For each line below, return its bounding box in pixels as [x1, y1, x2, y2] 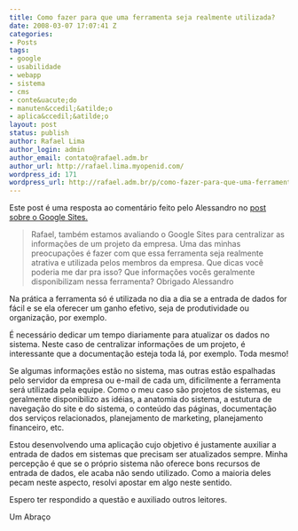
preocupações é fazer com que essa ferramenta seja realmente [30, 248, 264, 258]
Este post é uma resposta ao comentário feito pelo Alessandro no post [9, 202, 267, 213]
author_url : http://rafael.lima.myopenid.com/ [9, 162, 184, 170]
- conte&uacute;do [9, 95, 77, 105]
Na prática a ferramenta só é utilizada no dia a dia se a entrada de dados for [9, 294, 287, 305]
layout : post [9, 121, 58, 130]
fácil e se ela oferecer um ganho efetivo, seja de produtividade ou [9, 303, 250, 313]
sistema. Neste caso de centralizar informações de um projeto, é [9, 339, 246, 350]
